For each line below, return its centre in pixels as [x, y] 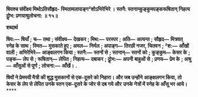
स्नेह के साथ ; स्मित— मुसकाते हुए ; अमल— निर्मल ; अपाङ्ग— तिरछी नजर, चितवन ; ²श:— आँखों [98, 46]
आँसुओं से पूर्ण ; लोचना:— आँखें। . [45, 66]
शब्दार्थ [12, 27]
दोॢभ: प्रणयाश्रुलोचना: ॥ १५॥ [32, 16]
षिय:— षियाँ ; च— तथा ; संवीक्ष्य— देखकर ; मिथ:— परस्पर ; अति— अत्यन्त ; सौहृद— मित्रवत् [95, 39]
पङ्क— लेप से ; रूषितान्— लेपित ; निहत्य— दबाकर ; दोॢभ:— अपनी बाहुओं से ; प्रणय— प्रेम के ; [95, 59]
